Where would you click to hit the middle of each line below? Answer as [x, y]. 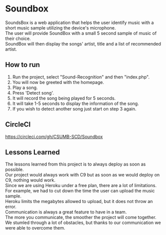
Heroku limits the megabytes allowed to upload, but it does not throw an [79, 201]
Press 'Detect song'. [33, 92]
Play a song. [25, 87]
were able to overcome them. [35, 228]
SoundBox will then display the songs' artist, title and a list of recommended [83, 43]
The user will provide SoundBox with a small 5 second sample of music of [81, 33]
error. [11, 207]
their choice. [18, 38]
